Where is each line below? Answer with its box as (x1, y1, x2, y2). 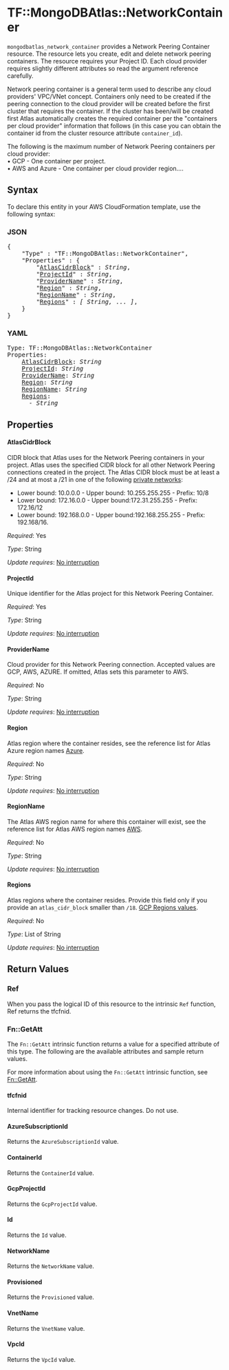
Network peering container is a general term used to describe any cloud (7, 85, 212, 93)
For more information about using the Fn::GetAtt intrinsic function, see (7, 1067, 208, 1076)
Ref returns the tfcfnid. (7, 1007, 72, 1015)
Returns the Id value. (7, 1231, 67, 1239)
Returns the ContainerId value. (7, 1169, 95, 1177)
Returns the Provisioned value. (7, 1293, 95, 1301)
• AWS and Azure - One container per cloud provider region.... (7, 164, 184, 172)
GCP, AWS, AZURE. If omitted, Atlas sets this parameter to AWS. (7, 667, 189, 676)
